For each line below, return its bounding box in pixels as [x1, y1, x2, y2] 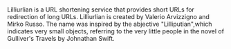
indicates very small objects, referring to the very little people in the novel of [7, 27, 225, 35]
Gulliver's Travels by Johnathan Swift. [7, 35, 115, 43]
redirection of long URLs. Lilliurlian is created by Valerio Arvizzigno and [7, 13, 210, 21]
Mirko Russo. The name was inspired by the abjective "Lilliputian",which [7, 20, 212, 29]
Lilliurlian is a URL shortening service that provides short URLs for [7, 5, 195, 14]
